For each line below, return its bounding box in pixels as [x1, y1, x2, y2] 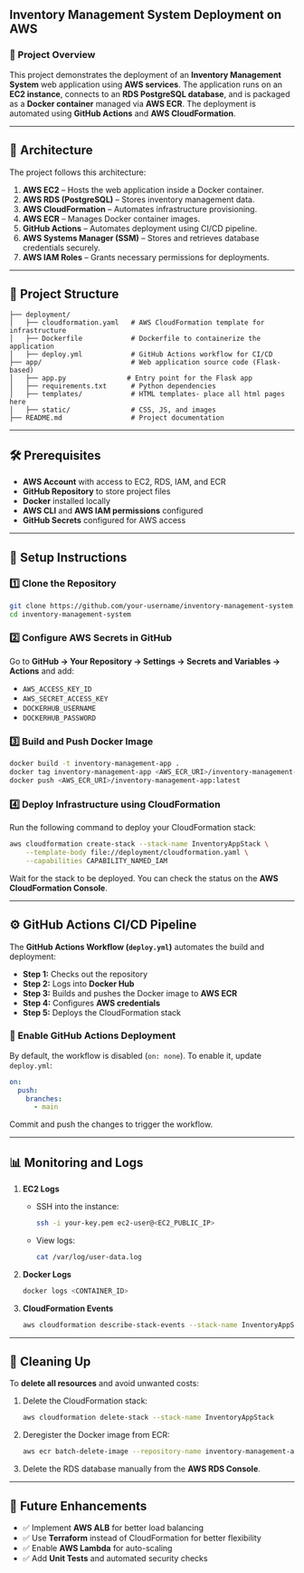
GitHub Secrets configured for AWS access [22, 515, 186, 526]
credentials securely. [22, 242, 101, 253]
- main [33, 1102, 59, 1112]
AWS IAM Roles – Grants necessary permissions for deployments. [22, 251, 270, 262]
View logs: [35, 1235, 75, 1246]
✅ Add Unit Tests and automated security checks [22, 1553, 208, 1563]
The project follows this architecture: [9, 167, 147, 178]
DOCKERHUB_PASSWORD [22, 714, 97, 723]
